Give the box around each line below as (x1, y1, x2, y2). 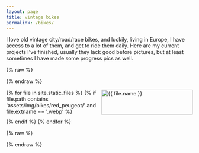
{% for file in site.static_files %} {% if (6, 90, 97, 97)
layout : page (6, 8, 38, 15)
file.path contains (6, 95, 49, 103)
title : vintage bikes (6, 14, 60, 20)
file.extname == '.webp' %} (6, 108, 73, 116)
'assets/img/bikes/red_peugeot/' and (6, 102, 97, 109)
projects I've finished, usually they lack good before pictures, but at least (6, 49, 184, 56)
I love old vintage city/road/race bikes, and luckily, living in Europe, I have (6, 36, 185, 43)
